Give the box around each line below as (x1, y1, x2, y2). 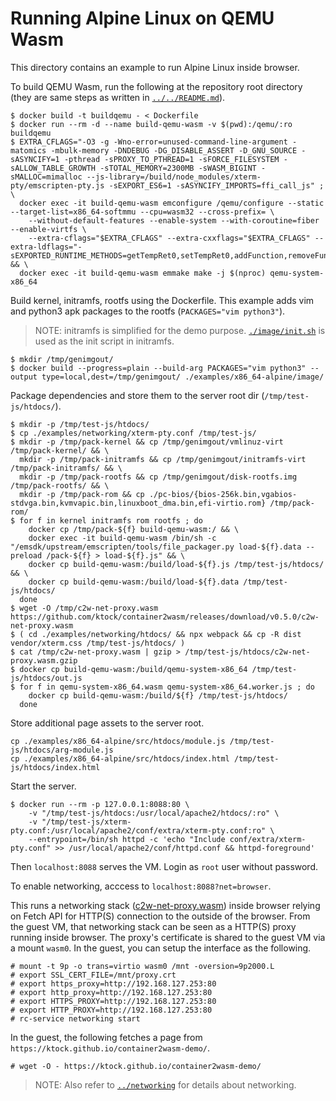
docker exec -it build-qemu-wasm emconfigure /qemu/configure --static (19, 198, 325, 208)
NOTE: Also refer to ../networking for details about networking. (34, 1078, 297, 1091)
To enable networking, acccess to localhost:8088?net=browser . (10, 880, 272, 892)
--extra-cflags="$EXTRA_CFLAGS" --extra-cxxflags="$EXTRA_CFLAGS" (28, 233, 311, 243)
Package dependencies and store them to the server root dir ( (10, 389, 265, 401)
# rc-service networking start (10, 1013, 141, 1024)
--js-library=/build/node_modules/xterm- (86, 172, 262, 182)
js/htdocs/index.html (10, 762, 101, 772)
